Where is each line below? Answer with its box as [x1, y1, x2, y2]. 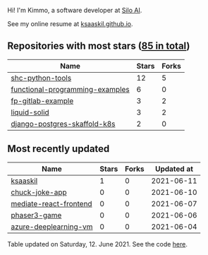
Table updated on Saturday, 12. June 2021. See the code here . [7, 239, 188, 248]
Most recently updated [7, 143, 110, 155]
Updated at [154, 164, 194, 174]
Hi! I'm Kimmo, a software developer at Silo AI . [7, 6, 142, 14]
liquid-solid [11, 107, 49, 117]
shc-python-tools [11, 73, 72, 83]
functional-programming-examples [11, 84, 130, 94]
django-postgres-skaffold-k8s [11, 119, 116, 129]
